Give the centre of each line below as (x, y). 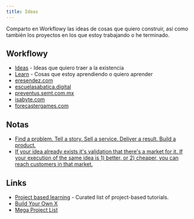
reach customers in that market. (54, 164)
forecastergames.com (42, 106)
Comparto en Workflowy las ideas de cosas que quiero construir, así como (97, 29)
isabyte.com (30, 99)
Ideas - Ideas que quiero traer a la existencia (69, 68)
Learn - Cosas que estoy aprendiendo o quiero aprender (84, 74)
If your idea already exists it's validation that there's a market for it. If (98, 152)
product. (25, 145)
